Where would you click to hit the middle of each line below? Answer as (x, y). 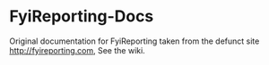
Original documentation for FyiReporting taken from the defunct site (134, 41)
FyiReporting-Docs (82, 16)
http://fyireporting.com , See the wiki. (77, 50)
